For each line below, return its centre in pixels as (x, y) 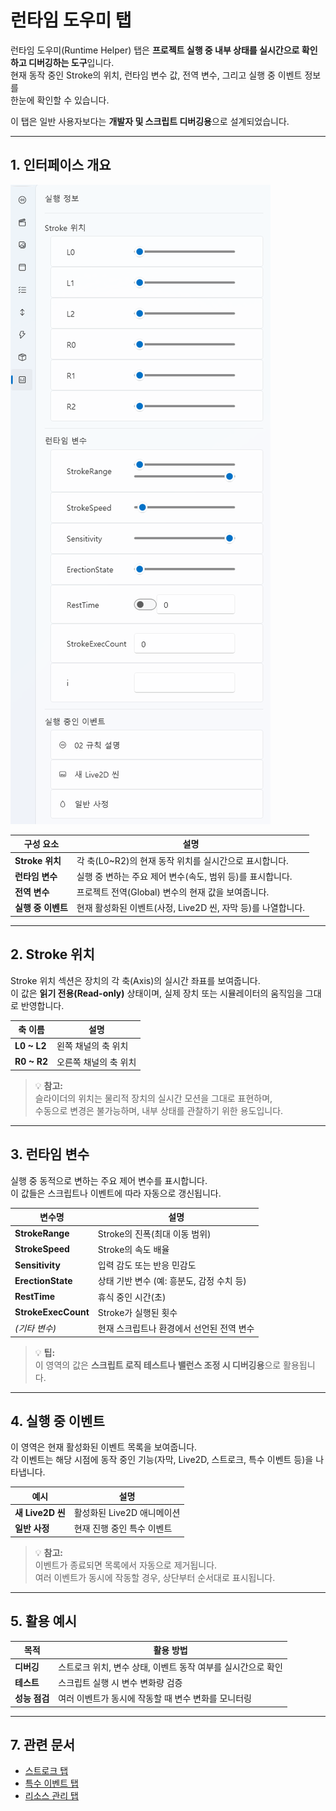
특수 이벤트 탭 (51, 1783)
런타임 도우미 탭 (71, 20)
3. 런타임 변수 (50, 1154)
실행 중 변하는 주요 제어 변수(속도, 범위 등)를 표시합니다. (184, 876)
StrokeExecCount (52, 1312)
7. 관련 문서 (43, 1744)
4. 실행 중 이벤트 (57, 1421)
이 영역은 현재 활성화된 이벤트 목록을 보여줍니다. (104, 1447)
